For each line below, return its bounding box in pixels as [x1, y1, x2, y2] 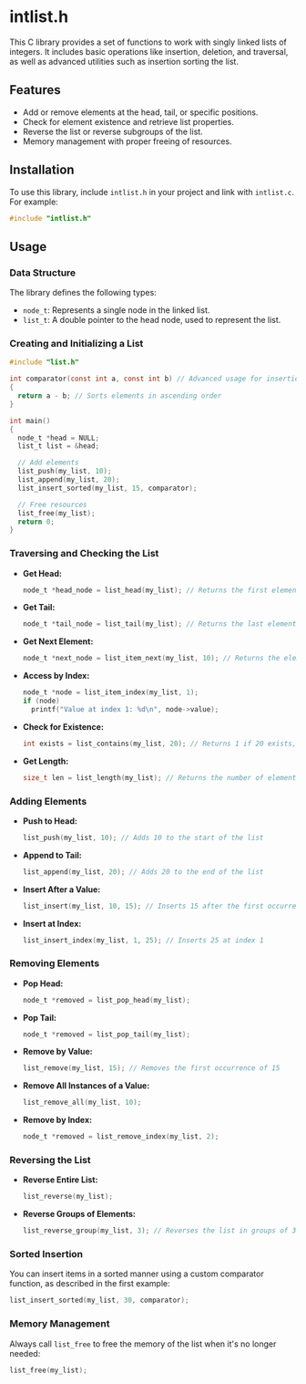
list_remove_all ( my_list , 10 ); [22, 1098, 142, 1108]
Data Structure [9, 266, 76, 279]
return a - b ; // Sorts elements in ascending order [17, 391, 222, 401]
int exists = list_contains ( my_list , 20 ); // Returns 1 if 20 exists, [22, 739, 297, 748]
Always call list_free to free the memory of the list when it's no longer [9, 1338, 277, 1349]
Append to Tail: [22, 849, 82, 860]
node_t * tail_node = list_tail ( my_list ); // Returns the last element [22, 619, 297, 629]
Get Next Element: [22, 636, 94, 647]
